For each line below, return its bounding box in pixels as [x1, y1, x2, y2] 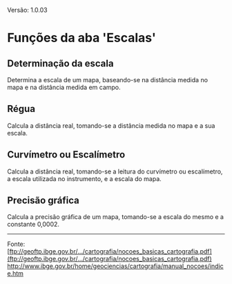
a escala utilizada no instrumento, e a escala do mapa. [7, 174, 162, 182]
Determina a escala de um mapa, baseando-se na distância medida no [7, 76, 209, 84]
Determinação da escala [7, 57, 114, 69]
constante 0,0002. [7, 220, 60, 229]
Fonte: [7, 240, 26, 248]
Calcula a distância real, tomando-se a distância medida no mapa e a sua [7, 121, 215, 130]
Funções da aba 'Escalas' [7, 30, 157, 46]
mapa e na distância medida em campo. [7, 83, 121, 91]
